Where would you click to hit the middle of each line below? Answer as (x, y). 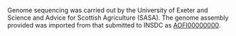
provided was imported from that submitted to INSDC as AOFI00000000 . (114, 25)
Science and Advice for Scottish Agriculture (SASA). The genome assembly (118, 18)
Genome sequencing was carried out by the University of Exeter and (108, 10)
